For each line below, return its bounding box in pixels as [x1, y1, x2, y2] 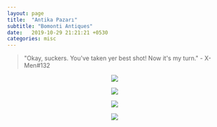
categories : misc [7, 36, 57, 42]
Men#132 [23, 61, 50, 70]
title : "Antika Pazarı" [7, 16, 78, 23]
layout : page [7, 10, 44, 17]
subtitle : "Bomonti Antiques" [7, 23, 93, 29]
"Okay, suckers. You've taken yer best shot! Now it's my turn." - [23, 54, 203, 62]
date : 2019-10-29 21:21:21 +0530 [7, 29, 108, 36]
